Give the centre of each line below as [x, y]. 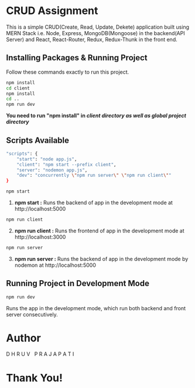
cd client [18, 88]
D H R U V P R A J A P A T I [40, 354]
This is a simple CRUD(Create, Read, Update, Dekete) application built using [97, 27]
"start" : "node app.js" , [47, 159]
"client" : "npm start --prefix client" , [66, 164]
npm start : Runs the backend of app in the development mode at [93, 202]
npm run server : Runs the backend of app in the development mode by [101, 259]
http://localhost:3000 [40, 237]
